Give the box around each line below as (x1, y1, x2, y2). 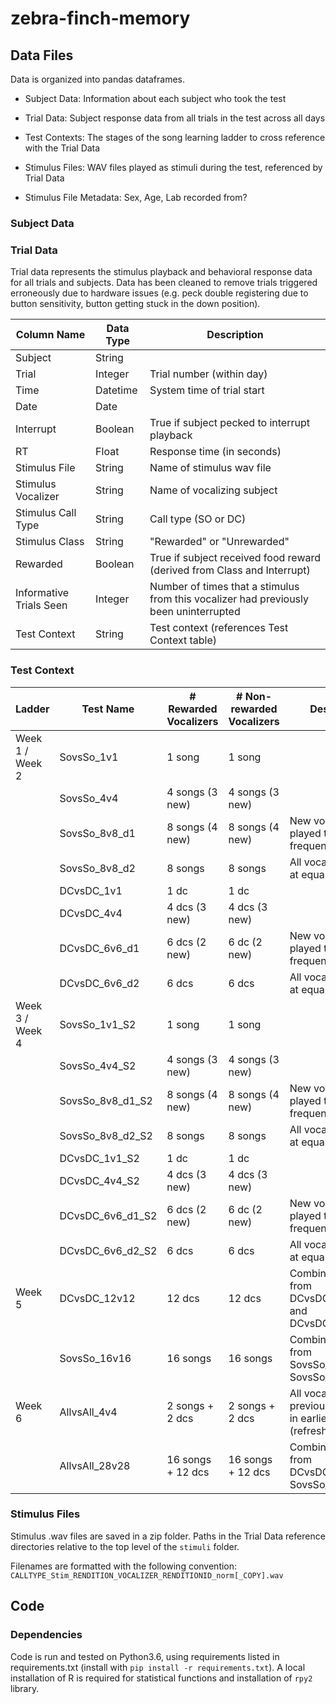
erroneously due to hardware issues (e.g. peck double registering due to (10, 287, 309, 299)
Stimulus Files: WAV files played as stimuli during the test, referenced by (24, 162, 323, 173)
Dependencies (10, 1628, 83, 1642)
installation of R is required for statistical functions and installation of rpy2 (10, 1672, 313, 1684)
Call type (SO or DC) (149, 512, 247, 526)
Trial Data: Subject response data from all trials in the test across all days (24, 112, 326, 124)
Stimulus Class (15, 535, 85, 549)
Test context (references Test (149, 621, 289, 635)
